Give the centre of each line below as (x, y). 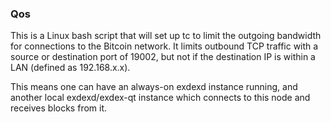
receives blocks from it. (59, 108)
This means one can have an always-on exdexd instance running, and (154, 87)
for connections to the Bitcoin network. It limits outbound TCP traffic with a (164, 46)
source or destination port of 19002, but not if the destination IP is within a (163, 57)
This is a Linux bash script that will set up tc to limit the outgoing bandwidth (166, 36)
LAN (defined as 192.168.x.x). (70, 68)
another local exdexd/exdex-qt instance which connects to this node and (160, 98)
